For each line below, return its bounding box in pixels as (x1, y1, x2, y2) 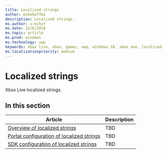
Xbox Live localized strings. (5, 87, 62, 93)
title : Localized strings (5, 7, 59, 12)
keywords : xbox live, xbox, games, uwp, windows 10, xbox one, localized (5, 44, 162, 49)
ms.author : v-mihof (5, 21, 46, 26)
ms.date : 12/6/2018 (5, 26, 46, 31)
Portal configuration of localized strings (7, 133, 100, 140)
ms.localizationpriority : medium (5, 49, 75, 54)
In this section (5, 101, 50, 110)
